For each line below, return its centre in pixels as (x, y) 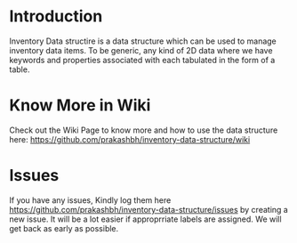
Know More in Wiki (80, 105)
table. (20, 69)
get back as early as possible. (64, 228)
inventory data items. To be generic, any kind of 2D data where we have (141, 50)
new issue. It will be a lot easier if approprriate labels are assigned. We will (145, 219)
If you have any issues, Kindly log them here (90, 200)
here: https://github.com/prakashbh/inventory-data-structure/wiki (130, 139)
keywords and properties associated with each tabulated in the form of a (142, 60)
